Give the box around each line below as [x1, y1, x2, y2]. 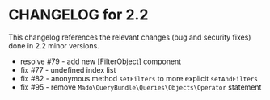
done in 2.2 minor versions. [8, 40, 99, 50]
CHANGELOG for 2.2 [8, 6, 149, 24]
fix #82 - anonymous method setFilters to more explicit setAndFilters [19, 73, 259, 83]
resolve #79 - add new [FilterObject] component [19, 56, 182, 66]
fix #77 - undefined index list [19, 65, 116, 74]
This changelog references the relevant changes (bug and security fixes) [8, 32, 251, 42]
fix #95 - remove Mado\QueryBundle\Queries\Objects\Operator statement [19, 82, 262, 92]
